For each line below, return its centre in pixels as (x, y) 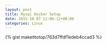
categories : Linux (24, 23)
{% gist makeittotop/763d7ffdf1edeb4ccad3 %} (54, 37)
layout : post (19, 10)
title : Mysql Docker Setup (33, 14)
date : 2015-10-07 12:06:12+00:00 (40, 19)
